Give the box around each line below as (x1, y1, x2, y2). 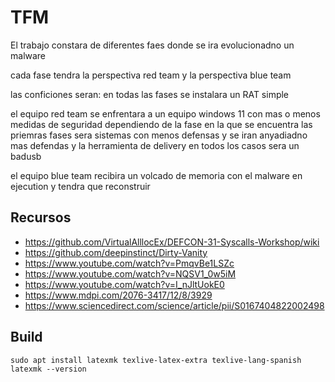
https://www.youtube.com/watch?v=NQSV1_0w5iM (24, 267, 237, 280)
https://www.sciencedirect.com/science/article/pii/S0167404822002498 (24, 299, 325, 311)
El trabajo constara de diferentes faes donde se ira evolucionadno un (10, 39, 295, 51)
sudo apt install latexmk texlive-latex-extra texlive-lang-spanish (10, 355, 302, 365)
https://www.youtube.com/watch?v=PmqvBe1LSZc (24, 257, 235, 269)
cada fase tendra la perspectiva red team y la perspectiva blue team (10, 69, 292, 81)
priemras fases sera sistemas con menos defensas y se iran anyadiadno (10, 129, 308, 141)
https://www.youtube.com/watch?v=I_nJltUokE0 (24, 278, 225, 290)
